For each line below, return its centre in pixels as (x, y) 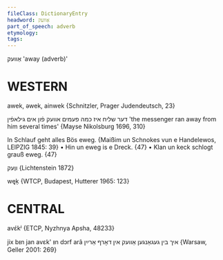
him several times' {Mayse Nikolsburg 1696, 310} (77, 127)
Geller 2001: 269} (32, 250)
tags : (15, 39)
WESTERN (37, 87)
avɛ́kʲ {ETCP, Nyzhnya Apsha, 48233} (61, 228)
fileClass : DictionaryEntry (48, 13)
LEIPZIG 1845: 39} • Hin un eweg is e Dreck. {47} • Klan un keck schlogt (110, 147)
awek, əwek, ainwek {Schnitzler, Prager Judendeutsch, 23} (91, 106)
